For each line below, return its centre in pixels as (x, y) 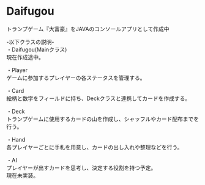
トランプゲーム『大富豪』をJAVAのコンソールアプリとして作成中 (88, 29)
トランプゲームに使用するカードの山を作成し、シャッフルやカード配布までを (103, 119)
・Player (17, 70)
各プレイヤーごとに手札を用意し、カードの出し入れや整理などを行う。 (95, 147)
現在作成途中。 (25, 57)
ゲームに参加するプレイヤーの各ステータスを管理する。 (76, 78)
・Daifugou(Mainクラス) (37, 49)
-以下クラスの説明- (30, 42)
